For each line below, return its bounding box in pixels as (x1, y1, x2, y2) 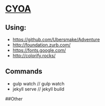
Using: (5, 23, 27, 32)
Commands (5, 67, 43, 76)
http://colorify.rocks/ (12, 52, 56, 59)
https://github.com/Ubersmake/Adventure (12, 36, 100, 42)
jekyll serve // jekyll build (12, 86, 65, 92)
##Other (5, 95, 23, 101)
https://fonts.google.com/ (12, 47, 66, 53)
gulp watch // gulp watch (12, 80, 65, 86)
